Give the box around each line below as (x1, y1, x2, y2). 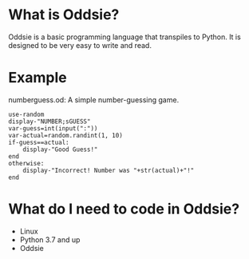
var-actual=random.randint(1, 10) (8, 131, 124, 139)
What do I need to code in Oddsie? (8, 200, 240, 218)
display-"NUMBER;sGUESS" (8, 118, 91, 126)
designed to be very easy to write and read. (8, 40, 152, 50)
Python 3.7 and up (19, 234, 81, 245)
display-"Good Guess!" (22, 145, 98, 153)
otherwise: (8, 159, 45, 167)
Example (8, 69, 67, 87)
